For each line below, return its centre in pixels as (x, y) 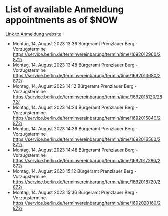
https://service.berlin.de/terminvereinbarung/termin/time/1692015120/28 (88, 97)
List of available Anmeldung (64, 9)
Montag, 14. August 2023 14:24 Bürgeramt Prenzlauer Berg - (75, 107)
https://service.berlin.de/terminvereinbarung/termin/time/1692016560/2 (87, 139)
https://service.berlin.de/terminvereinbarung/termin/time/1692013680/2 (87, 75)
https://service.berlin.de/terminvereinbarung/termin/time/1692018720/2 (87, 182)
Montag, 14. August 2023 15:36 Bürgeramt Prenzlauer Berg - (75, 192)
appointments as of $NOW (62, 20)
